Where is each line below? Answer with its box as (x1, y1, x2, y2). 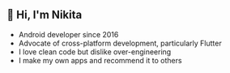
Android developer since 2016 (18, 29, 119, 39)
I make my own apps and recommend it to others (18, 55, 182, 65)
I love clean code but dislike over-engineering (18, 46, 172, 57)
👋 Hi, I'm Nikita (6, 8, 83, 22)
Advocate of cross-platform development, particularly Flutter (18, 38, 223, 48)
